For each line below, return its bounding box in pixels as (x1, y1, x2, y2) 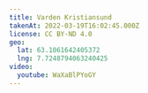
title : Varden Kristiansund (9, 12, 113, 22)
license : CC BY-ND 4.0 (9, 29, 92, 38)
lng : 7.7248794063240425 (17, 54, 108, 63)
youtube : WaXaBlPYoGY (17, 71, 97, 80)
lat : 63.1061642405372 (17, 46, 100, 55)
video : (9, 63, 33, 72)
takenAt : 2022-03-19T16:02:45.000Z (9, 21, 140, 30)
